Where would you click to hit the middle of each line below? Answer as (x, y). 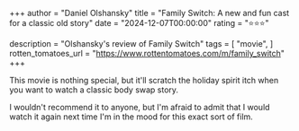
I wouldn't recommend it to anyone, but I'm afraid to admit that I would (140, 107)
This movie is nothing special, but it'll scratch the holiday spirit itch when (144, 80)
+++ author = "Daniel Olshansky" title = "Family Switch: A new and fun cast (149, 13)
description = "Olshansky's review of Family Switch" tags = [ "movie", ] (141, 44)
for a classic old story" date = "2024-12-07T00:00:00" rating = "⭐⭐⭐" (139, 23)
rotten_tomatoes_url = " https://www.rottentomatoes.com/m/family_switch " (147, 53)
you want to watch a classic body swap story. (94, 90)
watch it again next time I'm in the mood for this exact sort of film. (131, 117)
